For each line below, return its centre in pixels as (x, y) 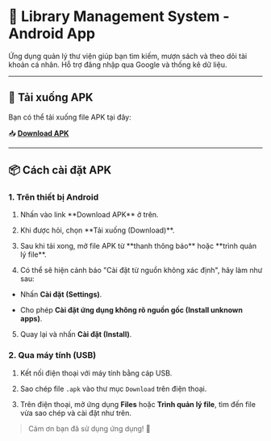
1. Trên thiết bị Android (54, 197)
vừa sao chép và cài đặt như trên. (75, 413)
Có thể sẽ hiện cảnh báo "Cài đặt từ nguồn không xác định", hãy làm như (141, 271)
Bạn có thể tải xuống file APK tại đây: (70, 117)
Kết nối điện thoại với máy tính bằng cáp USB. (96, 373)
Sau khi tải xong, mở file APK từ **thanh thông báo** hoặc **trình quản (138, 246)
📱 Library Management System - (119, 17)
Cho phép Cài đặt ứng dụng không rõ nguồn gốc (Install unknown (131, 310)
